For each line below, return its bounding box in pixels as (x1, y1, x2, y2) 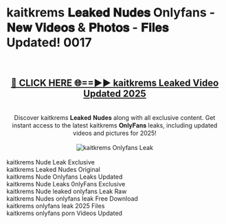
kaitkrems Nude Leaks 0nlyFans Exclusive (6, 179, 126, 188)
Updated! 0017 (6, 35, 92, 51)
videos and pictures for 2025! (72, 129, 157, 137)
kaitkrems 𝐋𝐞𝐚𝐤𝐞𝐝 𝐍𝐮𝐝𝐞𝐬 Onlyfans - (6, 5, 216, 21)
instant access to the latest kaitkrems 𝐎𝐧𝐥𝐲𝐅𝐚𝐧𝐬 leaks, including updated (12, 121, 218, 129)
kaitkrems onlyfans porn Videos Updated (6, 209, 123, 217)
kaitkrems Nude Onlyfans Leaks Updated (6, 173, 123, 181)
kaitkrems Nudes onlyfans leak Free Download (6, 194, 139, 203)
